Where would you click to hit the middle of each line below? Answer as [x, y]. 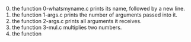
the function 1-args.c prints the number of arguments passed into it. [95, 15]
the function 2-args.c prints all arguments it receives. [77, 21]
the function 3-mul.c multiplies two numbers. [67, 27]
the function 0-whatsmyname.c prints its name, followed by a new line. [98, 9]
